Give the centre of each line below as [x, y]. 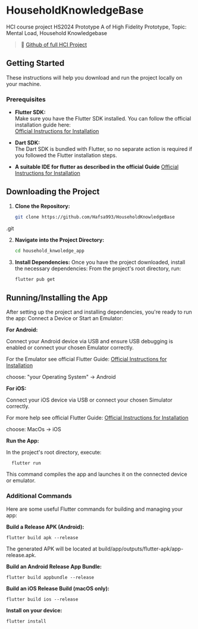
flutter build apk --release [42, 538]
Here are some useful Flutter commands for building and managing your [95, 509]
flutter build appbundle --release [50, 577]
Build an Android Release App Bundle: [54, 566]
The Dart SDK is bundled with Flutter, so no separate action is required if [103, 149]
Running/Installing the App [57, 298]
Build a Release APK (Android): [45, 527]
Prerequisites [26, 99]
